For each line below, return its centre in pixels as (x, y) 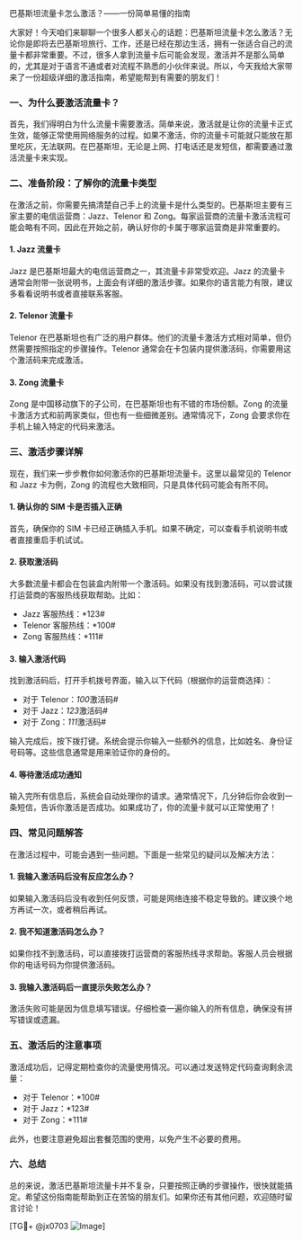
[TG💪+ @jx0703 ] (58, 1226)
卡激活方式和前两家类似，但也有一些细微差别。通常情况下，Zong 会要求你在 (150, 415)
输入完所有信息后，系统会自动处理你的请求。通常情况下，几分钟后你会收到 (147, 796)
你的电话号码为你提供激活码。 (64, 965)
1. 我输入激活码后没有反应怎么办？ (72, 877)
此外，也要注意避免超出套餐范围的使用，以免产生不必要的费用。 (127, 1138)
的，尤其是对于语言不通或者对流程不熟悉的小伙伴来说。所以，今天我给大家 (147, 66)
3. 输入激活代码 (38, 658)
